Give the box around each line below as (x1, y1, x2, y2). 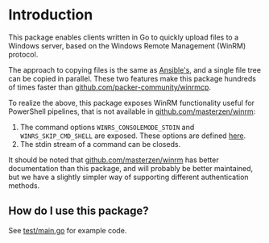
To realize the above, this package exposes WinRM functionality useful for (8, 98, 255, 107)
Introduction (8, 6, 93, 24)
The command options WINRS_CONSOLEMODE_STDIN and (19, 122, 195, 132)
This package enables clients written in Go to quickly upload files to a (8, 32, 239, 42)
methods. (8, 180, 40, 191)
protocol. (8, 49, 39, 59)
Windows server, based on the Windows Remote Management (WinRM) (8, 40, 246, 50)
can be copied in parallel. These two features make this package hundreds (8, 73, 256, 83)
